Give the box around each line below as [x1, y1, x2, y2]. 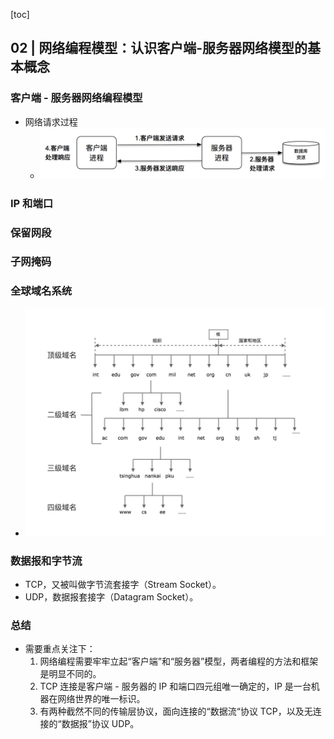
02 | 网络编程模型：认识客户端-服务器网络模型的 [10, 40, 308, 57]
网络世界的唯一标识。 [57, 693, 146, 705]
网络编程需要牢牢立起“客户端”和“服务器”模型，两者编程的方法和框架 [39, 655, 319, 668]
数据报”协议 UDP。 [61, 718, 140, 730]
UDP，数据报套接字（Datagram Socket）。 [24, 590, 199, 603]
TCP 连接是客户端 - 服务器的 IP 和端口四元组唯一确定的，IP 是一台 [39, 680, 312, 693]
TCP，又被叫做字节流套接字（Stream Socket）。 [24, 578, 222, 590]
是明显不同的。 [39, 668, 102, 680]
